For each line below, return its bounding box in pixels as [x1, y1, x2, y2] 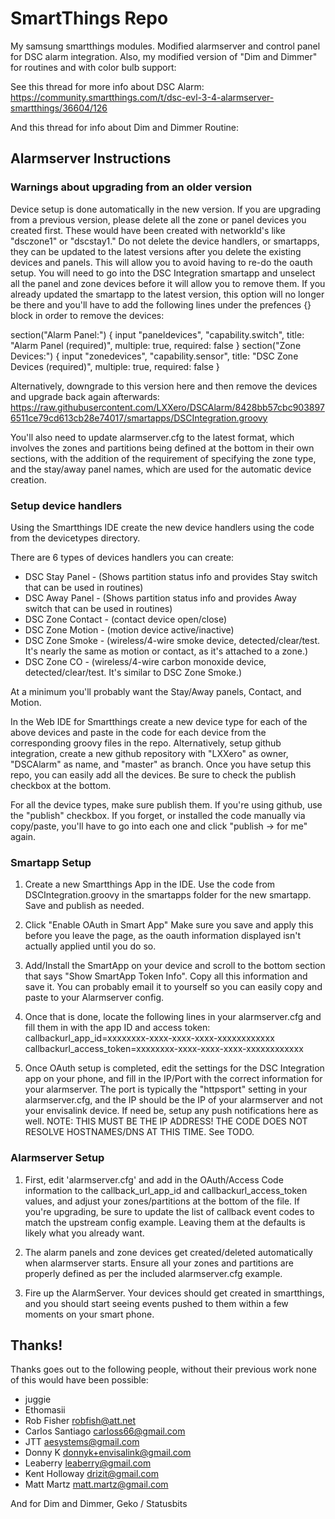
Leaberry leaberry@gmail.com [24, 1457, 152, 1469]
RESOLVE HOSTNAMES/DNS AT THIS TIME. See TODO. [24, 1126, 255, 1138]
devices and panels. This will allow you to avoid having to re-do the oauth [10, 256, 313, 268]
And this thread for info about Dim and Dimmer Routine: [10, 121, 239, 133]
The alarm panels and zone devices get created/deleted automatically [24, 1246, 313, 1258]
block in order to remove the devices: [10, 309, 165, 321]
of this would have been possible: [10, 1374, 149, 1386]
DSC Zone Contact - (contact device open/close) [24, 613, 228, 625]
